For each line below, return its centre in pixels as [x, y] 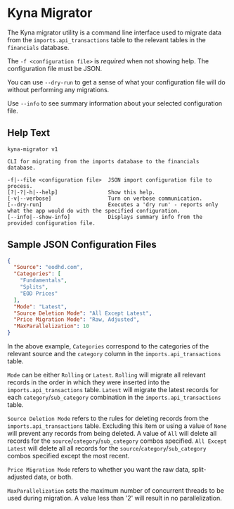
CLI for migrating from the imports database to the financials [103, 161]
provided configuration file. [52, 223]
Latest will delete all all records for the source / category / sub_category [107, 448]
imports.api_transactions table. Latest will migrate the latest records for [113, 390]
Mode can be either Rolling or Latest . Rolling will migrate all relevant [106, 375]
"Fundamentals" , [44, 281]
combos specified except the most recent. [69, 456]
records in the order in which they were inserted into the [89, 382]
